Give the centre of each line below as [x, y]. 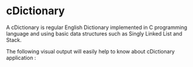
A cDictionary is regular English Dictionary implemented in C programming [97, 27]
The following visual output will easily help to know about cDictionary [91, 51]
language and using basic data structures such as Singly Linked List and [94, 33]
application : [21, 58]
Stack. [14, 40]
